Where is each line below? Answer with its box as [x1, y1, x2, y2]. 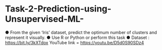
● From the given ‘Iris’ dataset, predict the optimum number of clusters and [5, 29, 157, 35]
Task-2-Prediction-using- [5, 3, 112, 14]
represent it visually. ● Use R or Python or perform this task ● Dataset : [5, 35, 150, 40]
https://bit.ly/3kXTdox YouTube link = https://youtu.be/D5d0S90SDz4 [5, 39, 144, 45]
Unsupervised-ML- [5, 13, 84, 25]
